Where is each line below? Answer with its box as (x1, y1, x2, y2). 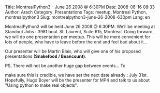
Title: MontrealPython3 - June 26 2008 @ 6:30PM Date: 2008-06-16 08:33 (5, 4, 155, 10)
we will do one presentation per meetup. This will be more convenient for (5, 34, 151, 40)
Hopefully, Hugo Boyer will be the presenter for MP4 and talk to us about (5, 77, 150, 83)
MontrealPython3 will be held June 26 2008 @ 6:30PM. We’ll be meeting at (5, 24, 155, 29)
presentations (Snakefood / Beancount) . (5, 53, 87, 59)
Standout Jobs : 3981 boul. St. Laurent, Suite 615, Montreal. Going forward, (5, 29, 154, 34)
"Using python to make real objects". (5, 82, 78, 88)
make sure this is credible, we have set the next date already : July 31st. (5, 72, 148, 78)
